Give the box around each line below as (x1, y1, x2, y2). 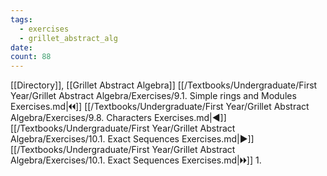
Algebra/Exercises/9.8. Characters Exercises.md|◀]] (10, 112, 227, 124)
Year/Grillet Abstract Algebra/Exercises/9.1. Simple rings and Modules (10, 90, 297, 102)
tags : (10, 14, 33, 25)
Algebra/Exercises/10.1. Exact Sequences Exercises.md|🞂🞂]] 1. (10, 154, 262, 166)
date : (10, 42, 33, 53)
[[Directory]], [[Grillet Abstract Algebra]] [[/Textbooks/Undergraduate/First (10, 79, 318, 91)
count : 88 (10, 52, 52, 62)
